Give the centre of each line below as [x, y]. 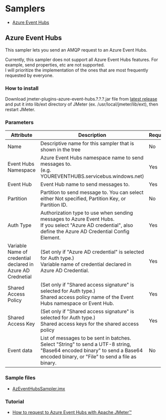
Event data [20, 351]
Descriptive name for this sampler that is [87, 143]
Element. [50, 238]
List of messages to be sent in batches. [86, 338]
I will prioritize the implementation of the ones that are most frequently [77, 70]
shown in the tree [60, 150]
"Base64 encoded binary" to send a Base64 [92, 351]
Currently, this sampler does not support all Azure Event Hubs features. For [82, 60]
